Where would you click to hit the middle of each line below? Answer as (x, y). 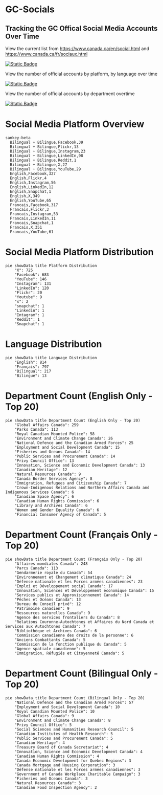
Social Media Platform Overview (75, 124)
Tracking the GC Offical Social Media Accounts (81, 28)
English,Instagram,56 (33, 183)
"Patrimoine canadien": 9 (42, 608)
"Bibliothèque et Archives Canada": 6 (56, 631)
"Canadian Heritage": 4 (40, 743)
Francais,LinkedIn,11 (33, 218)
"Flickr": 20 (28, 293)
